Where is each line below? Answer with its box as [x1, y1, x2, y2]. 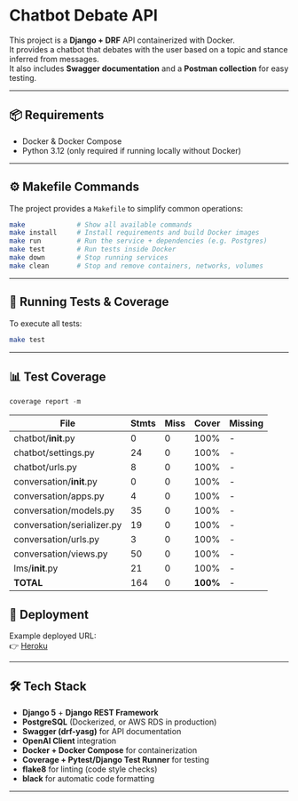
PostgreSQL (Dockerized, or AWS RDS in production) [21, 717, 217, 727]
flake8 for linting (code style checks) [21, 764, 158, 774]
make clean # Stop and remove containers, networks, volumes [9, 261, 264, 270]
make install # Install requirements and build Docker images [9, 228, 260, 237]
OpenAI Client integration [21, 735, 117, 746]
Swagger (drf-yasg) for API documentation [21, 725, 182, 736]
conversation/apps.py [13, 490, 105, 502]
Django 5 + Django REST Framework [21, 707, 159, 717]
